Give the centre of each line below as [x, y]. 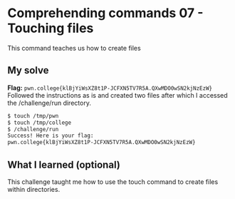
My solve [28, 70]
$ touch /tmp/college [40, 123]
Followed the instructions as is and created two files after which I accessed [117, 95]
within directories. [34, 189]
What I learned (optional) [64, 164]
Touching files [51, 28]
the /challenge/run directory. [49, 103]
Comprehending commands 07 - [105, 13]
